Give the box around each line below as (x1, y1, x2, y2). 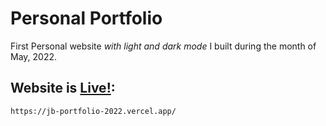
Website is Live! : (10, 80, 116, 97)
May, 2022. (10, 50, 58, 62)
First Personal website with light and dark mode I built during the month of (10, 40, 317, 52)
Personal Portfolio (10, 7, 163, 30)
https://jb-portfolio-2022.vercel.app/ (10, 106, 177, 116)
